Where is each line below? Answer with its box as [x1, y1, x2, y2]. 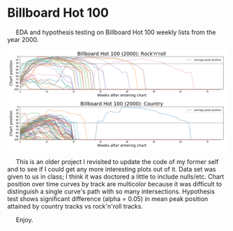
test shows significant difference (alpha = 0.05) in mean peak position [7, 195, 209, 203]
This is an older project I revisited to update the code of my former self [15, 158, 219, 166]
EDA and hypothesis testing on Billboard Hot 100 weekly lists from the [15, 28, 216, 36]
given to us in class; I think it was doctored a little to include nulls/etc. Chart [7, 172, 225, 181]
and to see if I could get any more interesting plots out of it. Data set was [7, 165, 216, 174]
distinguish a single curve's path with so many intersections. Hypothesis [7, 187, 215, 196]
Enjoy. [15, 216, 33, 224]
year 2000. [7, 35, 39, 43]
